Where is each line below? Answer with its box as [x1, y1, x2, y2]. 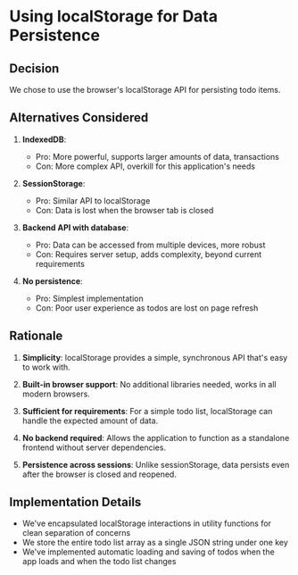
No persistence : [21, 275, 83, 287]
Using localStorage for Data [9, 6, 219, 27]
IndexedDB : [21, 134, 67, 145]
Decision [9, 61, 60, 76]
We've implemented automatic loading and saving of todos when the [21, 546, 275, 557]
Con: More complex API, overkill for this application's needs [35, 161, 256, 171]
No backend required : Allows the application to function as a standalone [21, 432, 290, 443]
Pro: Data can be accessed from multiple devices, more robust [35, 239, 266, 250]
